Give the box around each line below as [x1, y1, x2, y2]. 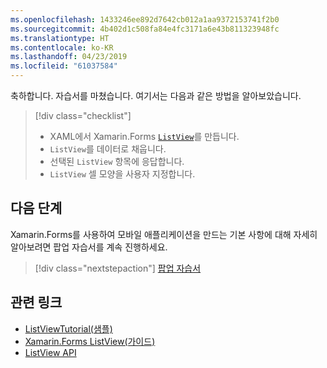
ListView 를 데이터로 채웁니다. [49, 143, 167, 155]
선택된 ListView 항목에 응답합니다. [49, 156, 185, 167]
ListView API [24, 346, 77, 358]
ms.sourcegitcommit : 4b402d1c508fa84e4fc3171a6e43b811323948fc [10, 24, 280, 34]
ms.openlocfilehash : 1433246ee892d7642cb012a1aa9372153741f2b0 [10, 14, 280, 25]
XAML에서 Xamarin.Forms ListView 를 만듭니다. [49, 131, 240, 142]
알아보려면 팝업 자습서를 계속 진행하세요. [10, 241, 168, 253]
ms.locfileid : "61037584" [10, 61, 118, 71]
